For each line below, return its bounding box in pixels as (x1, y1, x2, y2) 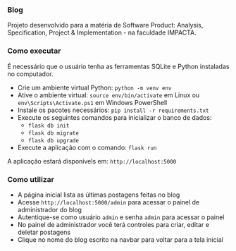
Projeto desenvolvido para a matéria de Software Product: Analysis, (7, 21, 204, 30)
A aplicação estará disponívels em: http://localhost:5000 (7, 157, 177, 165)
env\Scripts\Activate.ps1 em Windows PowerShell (17, 98, 168, 106)
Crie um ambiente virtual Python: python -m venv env (17, 83, 172, 92)
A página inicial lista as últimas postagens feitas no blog (17, 190, 180, 199)
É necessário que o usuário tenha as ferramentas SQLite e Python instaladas (7, 62, 230, 71)
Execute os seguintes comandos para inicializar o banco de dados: (17, 113, 212, 121)
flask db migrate (27, 129, 80, 137)
